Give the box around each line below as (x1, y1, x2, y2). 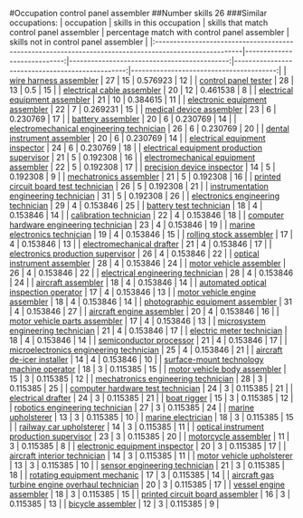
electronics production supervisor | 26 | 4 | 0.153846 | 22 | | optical (9, 248, 260, 259)
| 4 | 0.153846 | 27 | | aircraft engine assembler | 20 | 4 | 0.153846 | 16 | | (9, 306, 279, 316)
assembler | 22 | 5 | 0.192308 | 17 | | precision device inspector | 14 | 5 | (9, 162, 276, 172)
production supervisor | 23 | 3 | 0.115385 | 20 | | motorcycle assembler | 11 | (9, 431, 290, 442)
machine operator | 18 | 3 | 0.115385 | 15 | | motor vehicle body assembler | (9, 364, 287, 374)
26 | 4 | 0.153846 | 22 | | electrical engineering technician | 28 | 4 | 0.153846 (9, 267, 294, 278)
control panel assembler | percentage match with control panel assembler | (9, 27, 289, 37)
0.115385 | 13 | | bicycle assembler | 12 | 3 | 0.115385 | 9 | (9, 498, 220, 509)
